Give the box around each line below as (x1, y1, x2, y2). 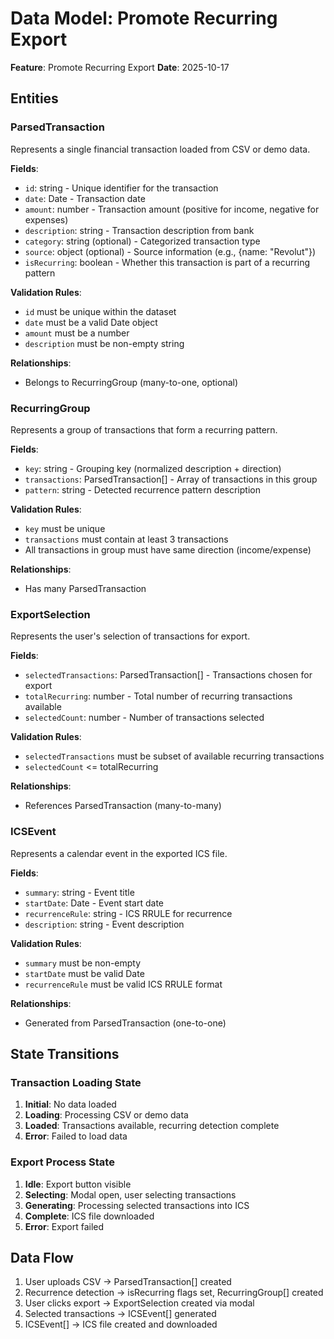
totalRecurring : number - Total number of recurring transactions (24, 690, 293, 702)
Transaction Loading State (10, 1075, 142, 1089)
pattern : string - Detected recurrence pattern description (24, 483, 261, 496)
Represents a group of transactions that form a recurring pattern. (10, 423, 278, 436)
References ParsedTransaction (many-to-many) (24, 800, 222, 812)
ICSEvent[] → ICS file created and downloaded (24, 1318, 218, 1331)
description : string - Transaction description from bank (24, 224, 255, 236)
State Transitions (10, 1045, 120, 1062)
